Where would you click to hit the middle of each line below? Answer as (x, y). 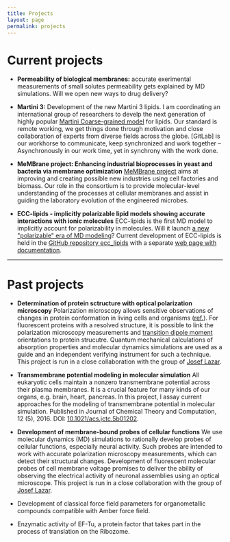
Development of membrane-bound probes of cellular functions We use (120, 432)
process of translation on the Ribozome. (73, 532)
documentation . (39, 250)
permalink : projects (37, 26)
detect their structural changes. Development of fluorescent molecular (116, 461)
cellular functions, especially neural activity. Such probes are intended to (119, 447)
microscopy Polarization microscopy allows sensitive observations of (115, 311)
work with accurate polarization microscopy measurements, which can (117, 454)
